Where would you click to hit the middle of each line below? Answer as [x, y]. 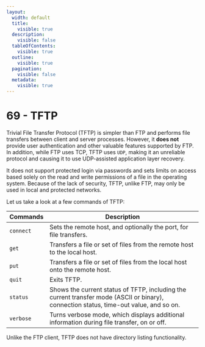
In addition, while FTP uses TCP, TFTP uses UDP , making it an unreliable [96, 152]
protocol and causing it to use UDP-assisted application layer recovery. [95, 159]
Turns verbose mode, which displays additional [117, 315]
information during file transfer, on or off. [108, 322]
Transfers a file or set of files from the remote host [122, 245]
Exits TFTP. [66, 279]
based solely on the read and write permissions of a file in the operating [97, 177]
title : [20, 23]
